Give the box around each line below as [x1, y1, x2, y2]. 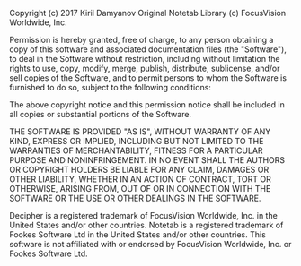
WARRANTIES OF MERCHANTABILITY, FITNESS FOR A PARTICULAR [9, 145, 263, 156]
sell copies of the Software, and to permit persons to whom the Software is [9, 73, 288, 83]
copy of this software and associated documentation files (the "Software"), [9, 44, 288, 55]
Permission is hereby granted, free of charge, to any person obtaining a [9, 35, 274, 45]
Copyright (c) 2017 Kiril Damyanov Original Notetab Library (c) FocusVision [9, 8, 287, 18]
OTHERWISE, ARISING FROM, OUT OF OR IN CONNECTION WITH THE [9, 184, 271, 193]
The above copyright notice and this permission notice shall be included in [9, 99, 285, 110]
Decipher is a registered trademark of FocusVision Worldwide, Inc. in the [9, 210, 279, 220]
